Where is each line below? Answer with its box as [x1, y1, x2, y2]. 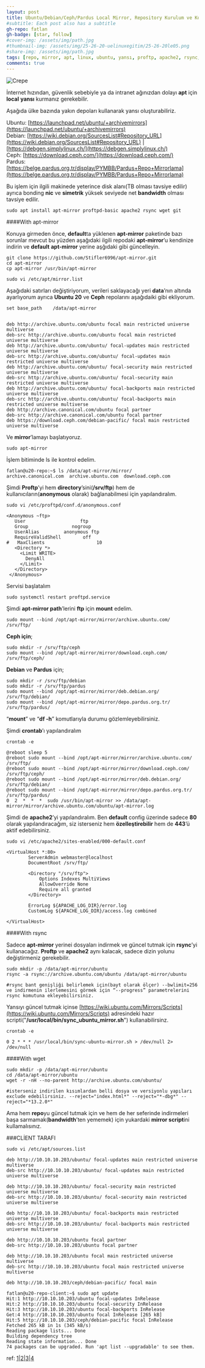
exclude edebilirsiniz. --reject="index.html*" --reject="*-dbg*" [6, 1093, 179, 1099]
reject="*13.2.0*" [6, 1099, 53, 1105]
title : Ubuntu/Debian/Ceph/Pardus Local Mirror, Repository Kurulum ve [6, 15, 192, 21]
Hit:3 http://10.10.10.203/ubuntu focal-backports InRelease [6, 1306, 165, 1312]
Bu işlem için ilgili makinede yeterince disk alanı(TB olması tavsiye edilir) [6, 183, 187, 190]
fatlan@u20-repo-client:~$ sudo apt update [6, 1290, 119, 1297]
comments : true [6, 60, 45, 66]
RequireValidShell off [14, 534, 92, 540]
